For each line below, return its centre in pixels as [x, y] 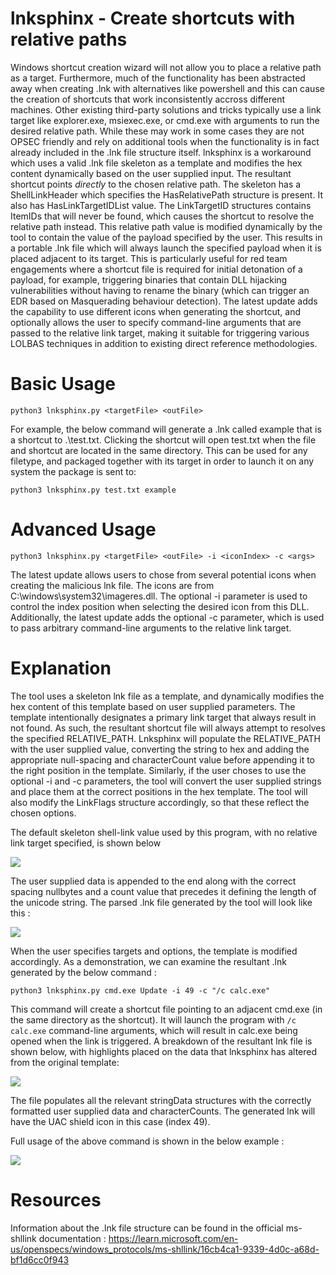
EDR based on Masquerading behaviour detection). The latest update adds [164, 301]
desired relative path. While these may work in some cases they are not [157, 131]
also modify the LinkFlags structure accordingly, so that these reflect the [160, 802]
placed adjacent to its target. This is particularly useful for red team [149, 258]
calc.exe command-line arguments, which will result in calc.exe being [154, 1030]
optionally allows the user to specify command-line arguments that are [156, 322]
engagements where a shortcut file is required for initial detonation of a [156, 269]
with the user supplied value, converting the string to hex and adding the [160, 749]
